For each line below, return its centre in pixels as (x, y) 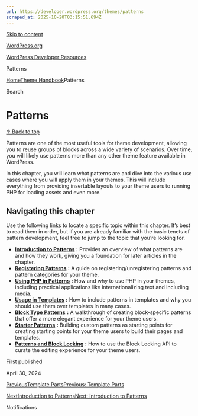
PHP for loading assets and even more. (54, 193)
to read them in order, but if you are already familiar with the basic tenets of (98, 232)
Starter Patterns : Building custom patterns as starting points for (93, 325)
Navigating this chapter (50, 211)
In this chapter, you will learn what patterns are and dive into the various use (99, 174)
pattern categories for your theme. (57, 275)
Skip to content (25, 34)
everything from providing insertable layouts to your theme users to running (98, 186)
